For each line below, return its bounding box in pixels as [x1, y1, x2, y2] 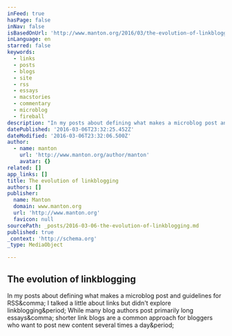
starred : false [7, 42, 51, 49]
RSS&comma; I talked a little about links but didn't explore [7, 299, 171, 307]
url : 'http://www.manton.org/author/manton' [19, 151, 150, 159]
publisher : [7, 190, 39, 197]
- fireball [13, 113, 45, 120]
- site [13, 74, 32, 82]
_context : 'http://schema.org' [7, 235, 97, 242]
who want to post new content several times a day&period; [7, 321, 175, 329]
